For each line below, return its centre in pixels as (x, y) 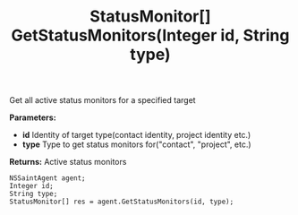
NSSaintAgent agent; (48, 178)
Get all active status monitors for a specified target (102, 100)
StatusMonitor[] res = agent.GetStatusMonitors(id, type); (122, 202)
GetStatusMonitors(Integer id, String (150, 35)
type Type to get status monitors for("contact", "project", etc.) (137, 144)
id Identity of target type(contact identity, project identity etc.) (136, 135)
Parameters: (33, 117)
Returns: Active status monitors (68, 162)
